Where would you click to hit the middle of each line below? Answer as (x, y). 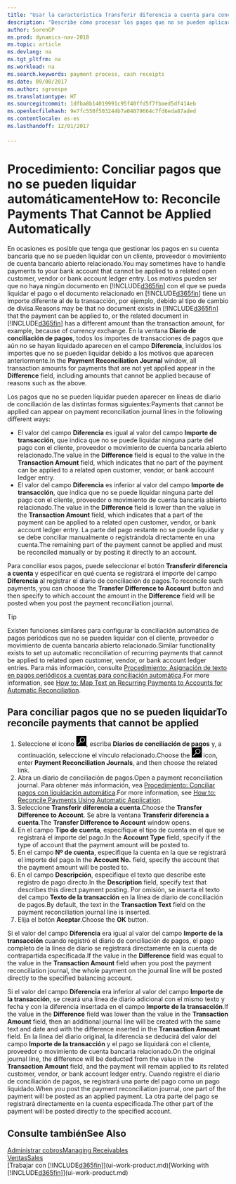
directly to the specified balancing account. (70, 978)
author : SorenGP (31, 30)
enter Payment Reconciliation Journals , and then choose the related (117, 763)
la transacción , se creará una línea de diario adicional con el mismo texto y (116, 999)
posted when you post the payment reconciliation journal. (91, 603)
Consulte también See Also (67, 1133)
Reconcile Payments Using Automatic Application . (90, 800)
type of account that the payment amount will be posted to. (103, 845)
